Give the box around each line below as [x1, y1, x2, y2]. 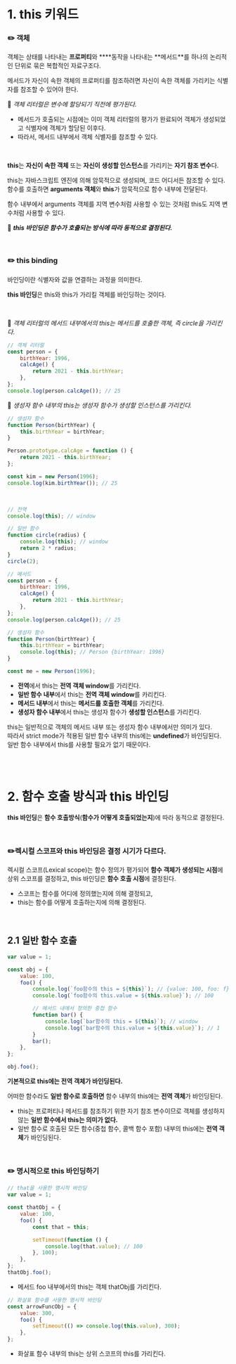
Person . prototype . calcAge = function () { [7, 447, 133, 454]
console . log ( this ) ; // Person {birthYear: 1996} [20, 648, 165, 656]
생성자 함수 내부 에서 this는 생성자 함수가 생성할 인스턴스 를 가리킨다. [17, 707, 202, 716]
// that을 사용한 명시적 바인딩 [7, 1185, 87, 1192]
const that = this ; [32, 1223, 90, 1230]
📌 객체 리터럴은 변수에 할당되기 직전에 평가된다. [7, 100, 137, 109]
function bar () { [32, 1012, 83, 1019]
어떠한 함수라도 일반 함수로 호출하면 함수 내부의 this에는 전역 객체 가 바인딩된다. [7, 1092, 223, 1100]
